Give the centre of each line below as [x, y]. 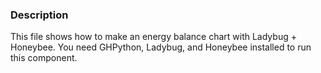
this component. [44, 58]
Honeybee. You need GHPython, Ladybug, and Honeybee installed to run [161, 47]
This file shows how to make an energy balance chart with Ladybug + [153, 37]
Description [39, 15]
